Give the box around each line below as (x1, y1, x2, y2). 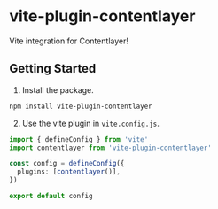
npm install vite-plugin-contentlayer (9, 102, 152, 111)
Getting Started (9, 61, 97, 76)
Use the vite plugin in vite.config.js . (21, 118, 160, 128)
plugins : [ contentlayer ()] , (17, 167, 121, 176)
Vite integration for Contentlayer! (9, 35, 128, 46)
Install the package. (21, 84, 95, 95)
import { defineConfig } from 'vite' (9, 135, 149, 143)
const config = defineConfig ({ (9, 159, 125, 168)
